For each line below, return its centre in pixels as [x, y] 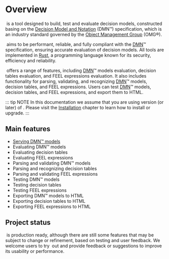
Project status [28, 222]
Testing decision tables [37, 184]
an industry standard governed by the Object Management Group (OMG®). [83, 34]
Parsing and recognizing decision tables [55, 168]
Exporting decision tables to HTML [49, 201]
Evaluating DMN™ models [39, 147]
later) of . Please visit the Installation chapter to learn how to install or [78, 107]
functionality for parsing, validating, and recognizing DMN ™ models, [76, 81]
